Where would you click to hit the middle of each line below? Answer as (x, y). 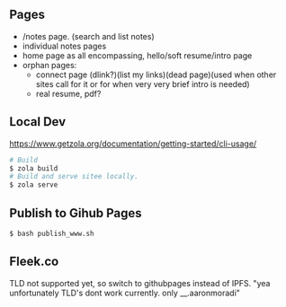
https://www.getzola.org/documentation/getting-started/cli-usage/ (133, 144)
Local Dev (38, 122)
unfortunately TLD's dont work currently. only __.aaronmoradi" (125, 293)
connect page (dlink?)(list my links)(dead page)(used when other (156, 75)
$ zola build (34, 168)
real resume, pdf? (68, 93)
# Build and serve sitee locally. (74, 177)
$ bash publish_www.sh (52, 233)
